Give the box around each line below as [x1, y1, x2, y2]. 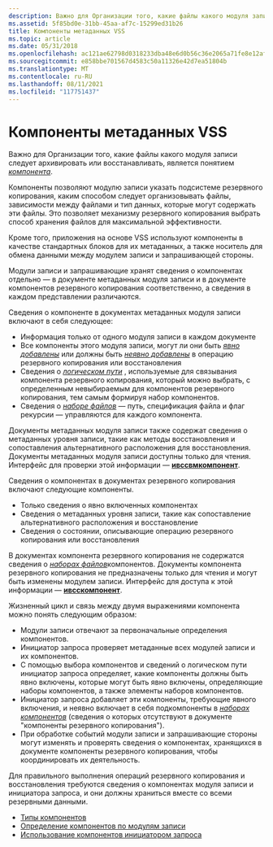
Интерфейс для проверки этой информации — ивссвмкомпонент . [8, 461, 240, 470]
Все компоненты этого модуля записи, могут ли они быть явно [19, 341, 240, 351]
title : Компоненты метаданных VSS [8, 27, 126, 35]
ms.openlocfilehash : [8, 50, 79, 58]
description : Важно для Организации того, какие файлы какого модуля [8, 11, 249, 20]
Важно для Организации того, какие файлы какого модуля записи [8, 150, 238, 159]
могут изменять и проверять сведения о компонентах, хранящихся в [19, 738, 262, 748]
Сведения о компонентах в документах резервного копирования [8, 476, 236, 486]
